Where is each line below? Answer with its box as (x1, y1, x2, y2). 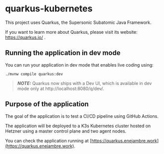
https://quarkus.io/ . (5, 34, 46, 40)
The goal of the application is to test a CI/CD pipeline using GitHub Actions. (5, 113, 159, 119)
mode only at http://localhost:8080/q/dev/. (17, 85, 105, 91)
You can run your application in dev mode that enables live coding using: (5, 62, 154, 68)
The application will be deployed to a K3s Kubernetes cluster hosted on (5, 123, 151, 129)
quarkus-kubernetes (5, 3, 93, 14)
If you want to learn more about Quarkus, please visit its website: (5, 29, 138, 35)
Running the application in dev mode (5, 49, 120, 57)
